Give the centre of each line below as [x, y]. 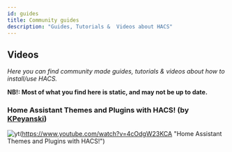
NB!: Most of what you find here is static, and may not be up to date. [107, 92]
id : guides [23, 14]
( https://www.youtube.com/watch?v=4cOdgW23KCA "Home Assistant [121, 134]
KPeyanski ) [27, 119]
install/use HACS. [32, 79]
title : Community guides [43, 20]
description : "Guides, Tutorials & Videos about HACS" [90, 26]
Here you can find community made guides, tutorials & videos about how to [116, 71]
